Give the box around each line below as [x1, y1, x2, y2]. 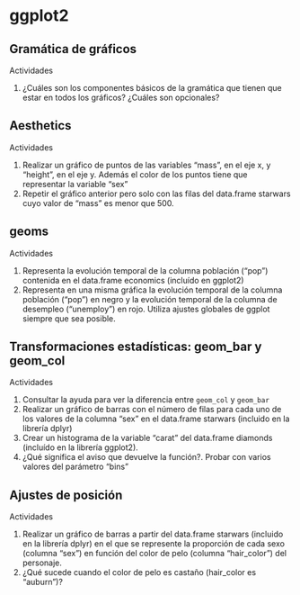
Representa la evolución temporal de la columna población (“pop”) [22, 265, 269, 275]
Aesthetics [9, 118, 72, 133]
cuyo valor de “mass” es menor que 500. [22, 197, 174, 208]
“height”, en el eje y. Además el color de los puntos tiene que [22, 168, 249, 180]
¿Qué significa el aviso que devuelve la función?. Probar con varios [22, 452, 271, 463]
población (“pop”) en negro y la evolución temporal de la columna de [22, 293, 278, 304]
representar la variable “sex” [22, 178, 128, 189]
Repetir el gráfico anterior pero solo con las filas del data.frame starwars [22, 188, 291, 199]
